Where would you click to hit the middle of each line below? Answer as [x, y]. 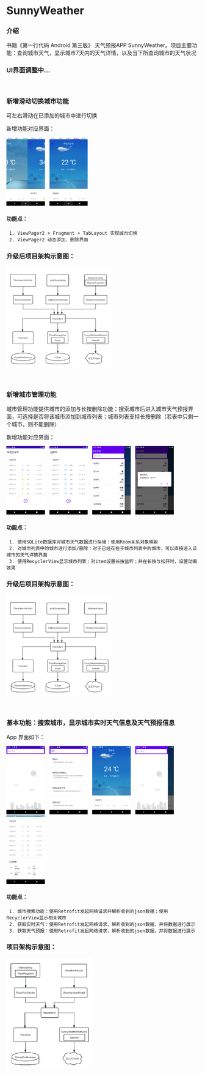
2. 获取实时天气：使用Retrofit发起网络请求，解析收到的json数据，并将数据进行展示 [102, 924]
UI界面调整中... [28, 70]
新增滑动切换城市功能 [38, 101]
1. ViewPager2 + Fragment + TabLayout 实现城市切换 [73, 233]
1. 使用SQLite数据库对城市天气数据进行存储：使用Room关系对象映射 [84, 542]
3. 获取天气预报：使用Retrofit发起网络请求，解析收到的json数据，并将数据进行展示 [102, 931]
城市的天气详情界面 [27, 555]
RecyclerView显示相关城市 [37, 918]
